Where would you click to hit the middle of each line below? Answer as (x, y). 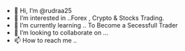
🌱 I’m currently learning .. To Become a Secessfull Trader (96, 25)
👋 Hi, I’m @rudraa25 (43, 11)
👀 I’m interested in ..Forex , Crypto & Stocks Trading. (89, 18)
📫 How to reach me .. (45, 40)
